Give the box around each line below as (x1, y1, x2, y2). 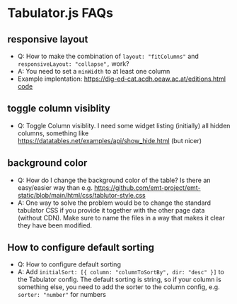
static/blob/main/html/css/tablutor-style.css (17, 191, 146, 199)
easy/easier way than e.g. (17, 183, 93, 192)
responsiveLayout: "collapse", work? (17, 60, 129, 68)
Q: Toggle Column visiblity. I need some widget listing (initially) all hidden (17, 121, 231, 130)
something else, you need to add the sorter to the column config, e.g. (17, 283, 221, 291)
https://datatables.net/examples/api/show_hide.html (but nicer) (17, 136, 202, 145)
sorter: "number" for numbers (17, 291, 106, 299)
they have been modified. (17, 221, 93, 230)
